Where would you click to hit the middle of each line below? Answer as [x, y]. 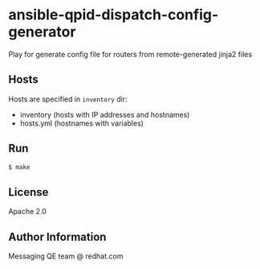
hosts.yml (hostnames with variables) [82, 123]
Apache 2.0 [27, 212]
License [28, 192]
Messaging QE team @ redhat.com [66, 256]
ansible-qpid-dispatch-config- [114, 15]
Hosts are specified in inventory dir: [68, 99]
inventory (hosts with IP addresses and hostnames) [105, 114]
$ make [19, 167]
